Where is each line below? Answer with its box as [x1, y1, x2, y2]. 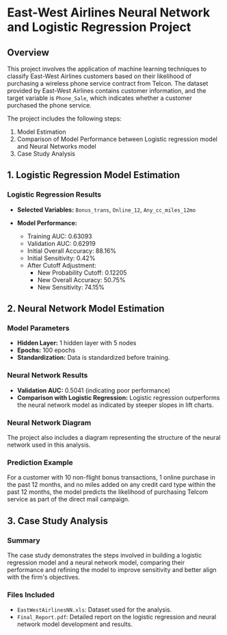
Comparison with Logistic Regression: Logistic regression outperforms [16, 393, 220, 401]
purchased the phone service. [7, 101, 92, 109]
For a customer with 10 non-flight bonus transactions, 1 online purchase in [7, 473, 215, 482]
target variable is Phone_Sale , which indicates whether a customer [7, 94, 193, 102]
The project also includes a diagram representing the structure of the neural [7, 433, 221, 441]
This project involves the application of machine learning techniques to [7, 65, 207, 73]
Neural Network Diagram [7, 418, 92, 427]
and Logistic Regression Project [7, 19, 191, 35]
